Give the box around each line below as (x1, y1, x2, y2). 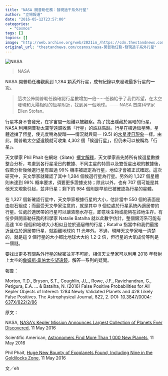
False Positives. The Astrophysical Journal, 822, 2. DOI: (5, 294, 120, 300)
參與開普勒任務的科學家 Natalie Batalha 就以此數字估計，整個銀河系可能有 (9, 215, 161, 221)
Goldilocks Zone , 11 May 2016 (5, 354, 66, 361)
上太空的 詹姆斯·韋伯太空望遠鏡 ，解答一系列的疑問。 (5, 257, 112, 263)
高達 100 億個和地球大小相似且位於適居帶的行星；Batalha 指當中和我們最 (5, 221, 154, 227)
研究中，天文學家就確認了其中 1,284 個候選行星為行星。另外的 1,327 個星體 (5, 173, 159, 179)
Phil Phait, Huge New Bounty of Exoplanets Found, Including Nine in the (5, 349, 153, 355)
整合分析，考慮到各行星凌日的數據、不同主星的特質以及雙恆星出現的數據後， (5, 160, 163, 166)
